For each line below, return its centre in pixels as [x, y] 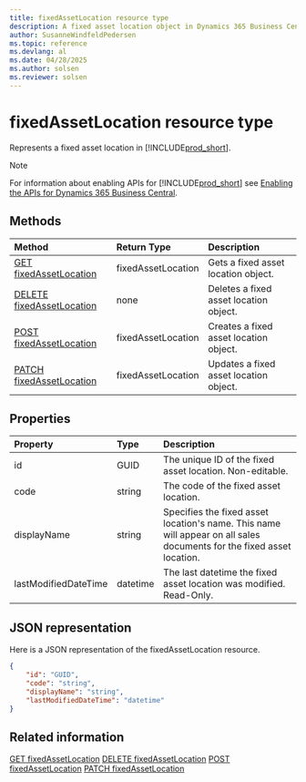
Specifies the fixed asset [216, 512]
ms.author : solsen [44, 69]
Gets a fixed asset [246, 262]
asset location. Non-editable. [226, 471]
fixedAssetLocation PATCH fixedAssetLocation [97, 769]
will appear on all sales [212, 535]
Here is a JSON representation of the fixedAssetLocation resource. [135, 650]
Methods [36, 221]
